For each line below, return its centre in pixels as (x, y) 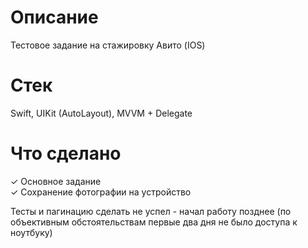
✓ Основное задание (56, 181)
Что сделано (66, 153)
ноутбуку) (31, 232)
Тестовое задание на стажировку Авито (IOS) (108, 45)
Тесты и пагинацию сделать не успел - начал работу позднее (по (151, 211)
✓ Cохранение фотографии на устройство (101, 192)
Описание (54, 17)
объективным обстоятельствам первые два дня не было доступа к (154, 222)
